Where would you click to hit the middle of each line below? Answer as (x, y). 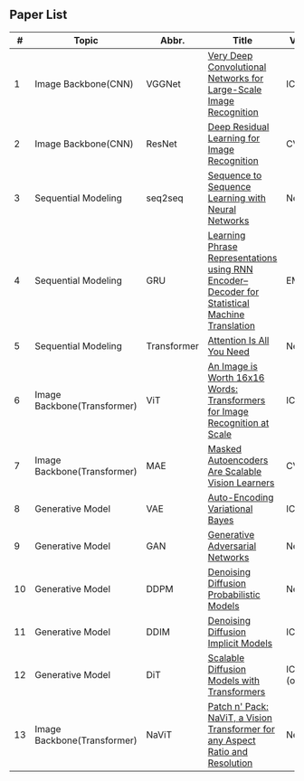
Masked (225, 448)
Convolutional (237, 67)
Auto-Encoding (241, 497)
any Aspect (232, 740)
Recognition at (238, 422)
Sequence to (235, 175)
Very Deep (230, 55)
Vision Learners (241, 483)
